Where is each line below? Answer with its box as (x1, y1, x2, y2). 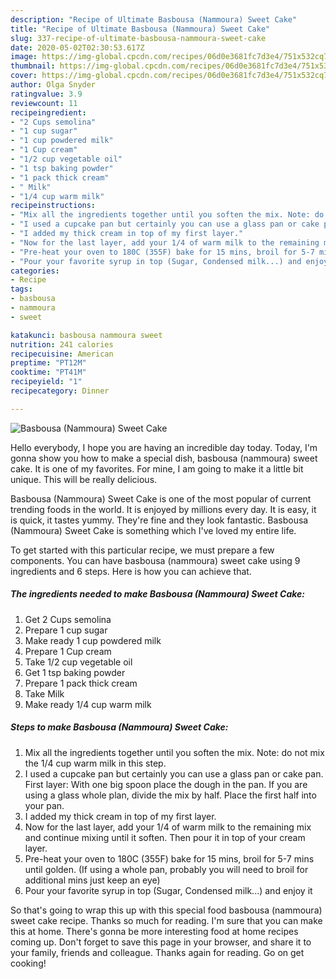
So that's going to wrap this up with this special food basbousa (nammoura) (10, 904, 323, 916)
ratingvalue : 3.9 (10, 89, 83, 99)
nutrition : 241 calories (10, 339, 114, 350)
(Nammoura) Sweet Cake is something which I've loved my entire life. (10, 524, 297, 536)
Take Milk (24, 687, 65, 700)
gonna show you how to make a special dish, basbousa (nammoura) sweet (10, 452, 318, 464)
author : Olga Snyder (10, 80, 97, 90)
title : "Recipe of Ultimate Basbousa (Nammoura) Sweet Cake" (10, 24, 271, 34)
